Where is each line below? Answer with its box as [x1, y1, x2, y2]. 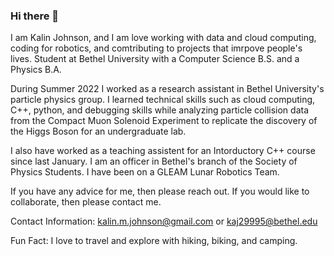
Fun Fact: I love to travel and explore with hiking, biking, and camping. [10, 235, 298, 247]
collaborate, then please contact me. [10, 196, 162, 208]
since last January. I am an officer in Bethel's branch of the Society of [10, 155, 298, 168]
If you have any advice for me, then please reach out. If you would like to [10, 185, 310, 198]
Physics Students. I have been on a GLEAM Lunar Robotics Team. [10, 166, 280, 178]
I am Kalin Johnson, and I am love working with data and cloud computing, [10, 32, 317, 44]
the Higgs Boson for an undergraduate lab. [10, 125, 187, 138]
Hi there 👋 [10, 9, 60, 23]
